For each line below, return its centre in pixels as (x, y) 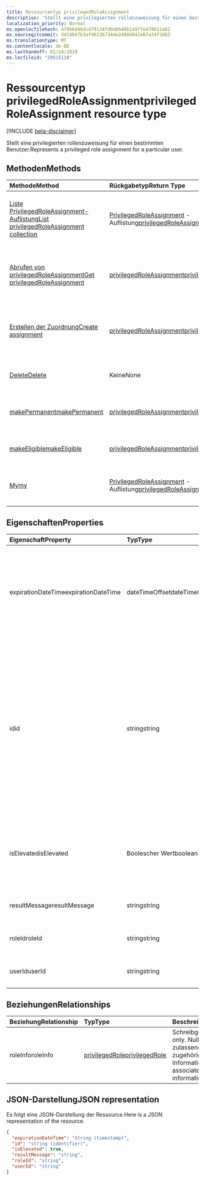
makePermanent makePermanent (56, 412)
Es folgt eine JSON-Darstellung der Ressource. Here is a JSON (85, 1114)
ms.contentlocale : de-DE (38, 47)
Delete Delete (28, 375)
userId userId (28, 972)
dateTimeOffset (149, 592)
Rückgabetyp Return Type (147, 186)
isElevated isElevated (39, 853)
